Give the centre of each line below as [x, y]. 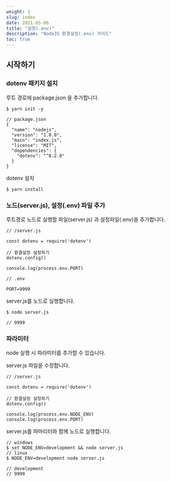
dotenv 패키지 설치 [32, 83]
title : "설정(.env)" [30, 28]
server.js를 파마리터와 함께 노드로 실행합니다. [58, 431]
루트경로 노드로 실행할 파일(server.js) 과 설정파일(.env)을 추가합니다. [86, 219]
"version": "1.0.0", [37, 135]
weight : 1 [18, 12]
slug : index [21, 17]
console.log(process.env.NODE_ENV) [50, 415]
